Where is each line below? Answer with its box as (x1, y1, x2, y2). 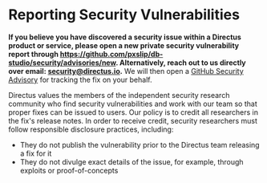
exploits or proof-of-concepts (19, 165, 119, 175)
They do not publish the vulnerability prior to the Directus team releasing (19, 140, 260, 149)
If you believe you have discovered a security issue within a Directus (8, 32, 242, 42)
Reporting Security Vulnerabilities (8, 6, 241, 24)
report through (8, 49, 59, 59)
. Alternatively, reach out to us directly (115, 58, 246, 67)
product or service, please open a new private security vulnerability (8, 40, 239, 50)
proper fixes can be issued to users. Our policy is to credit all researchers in (8, 107, 259, 117)
